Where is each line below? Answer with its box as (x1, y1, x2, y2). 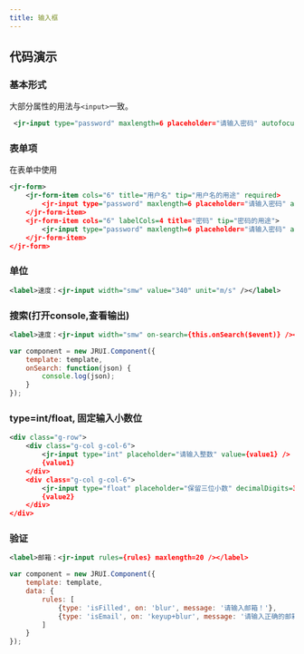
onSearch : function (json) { (25, 364, 131, 373)
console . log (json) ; (42, 372, 116, 381)
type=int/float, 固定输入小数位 (9, 412, 143, 425)
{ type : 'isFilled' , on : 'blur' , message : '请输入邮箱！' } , (57, 603, 278, 612)
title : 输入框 (9, 13, 59, 23)
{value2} (42, 492, 75, 502)
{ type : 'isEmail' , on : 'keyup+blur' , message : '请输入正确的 (57, 611, 285, 621)
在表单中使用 (9, 164, 57, 175)
